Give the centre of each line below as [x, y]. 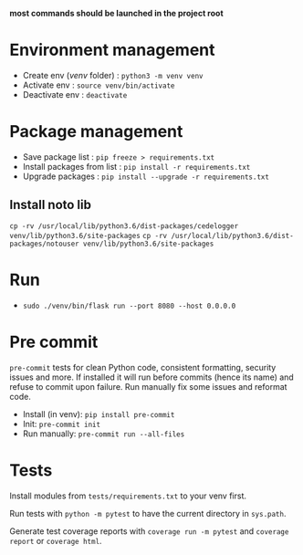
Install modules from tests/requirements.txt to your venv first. [128, 496]
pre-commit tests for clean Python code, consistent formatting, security [143, 367]
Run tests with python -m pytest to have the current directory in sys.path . [148, 513]
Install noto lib [50, 205]
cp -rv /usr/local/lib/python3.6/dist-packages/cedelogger [124, 226]
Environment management [112, 50]
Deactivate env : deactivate [75, 94]
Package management [96, 132]
